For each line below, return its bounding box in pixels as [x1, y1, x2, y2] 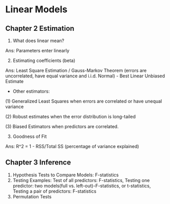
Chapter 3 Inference [5, 158, 71, 167]
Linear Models [5, 4, 68, 15]
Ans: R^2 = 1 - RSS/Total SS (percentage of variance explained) [5, 144, 140, 149]
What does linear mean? [12, 37, 64, 44]
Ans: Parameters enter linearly [5, 48, 70, 53]
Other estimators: [12, 88, 50, 94]
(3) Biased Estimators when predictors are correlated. [5, 124, 119, 129]
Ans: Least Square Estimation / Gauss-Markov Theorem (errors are [5, 68, 147, 73]
